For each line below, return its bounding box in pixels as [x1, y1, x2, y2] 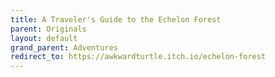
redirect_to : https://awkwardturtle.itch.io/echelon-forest [10, 52, 267, 62]
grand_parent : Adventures [10, 42, 118, 53]
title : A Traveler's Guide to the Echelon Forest [10, 14, 222, 25]
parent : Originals [10, 24, 87, 34]
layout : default [10, 33, 78, 43]
